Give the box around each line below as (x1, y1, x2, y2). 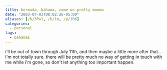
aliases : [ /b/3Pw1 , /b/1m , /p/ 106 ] (5, 16, 79, 21)
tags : (5, 30, 16, 35)
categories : (5, 21, 30, 26)
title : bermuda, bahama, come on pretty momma (5, 7, 104, 12)
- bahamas (9, 35, 30, 40)
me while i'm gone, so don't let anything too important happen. (5, 59, 135, 65)
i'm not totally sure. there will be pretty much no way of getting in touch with (5, 54, 162, 60)
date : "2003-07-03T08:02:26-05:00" (5, 12, 79, 17)
